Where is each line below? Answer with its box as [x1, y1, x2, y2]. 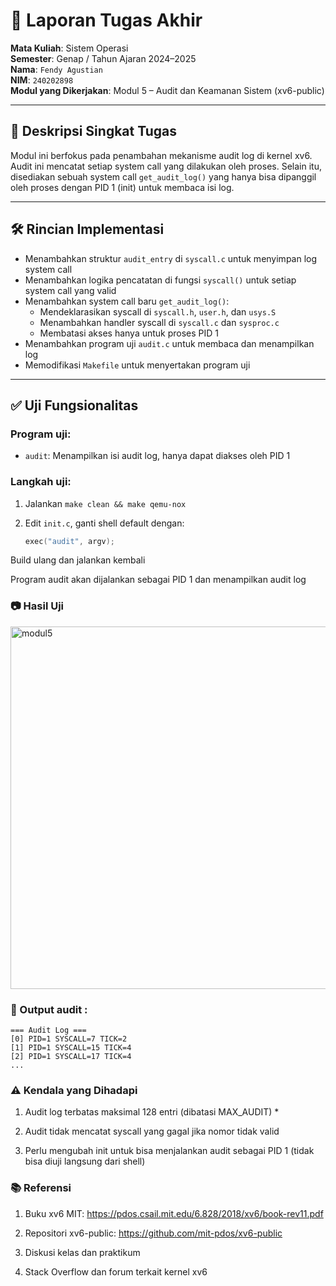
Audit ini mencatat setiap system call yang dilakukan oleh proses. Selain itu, [10, 160, 322, 172]
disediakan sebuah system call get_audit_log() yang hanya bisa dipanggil [10, 170, 317, 183]
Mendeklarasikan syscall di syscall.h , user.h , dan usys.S [39, 305, 277, 318]
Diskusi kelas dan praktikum [24, 1246, 141, 1258]
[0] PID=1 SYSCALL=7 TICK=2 [10, 1034, 128, 1044]
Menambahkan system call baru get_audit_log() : [24, 295, 230, 307]
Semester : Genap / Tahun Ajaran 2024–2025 [10, 52, 197, 64]
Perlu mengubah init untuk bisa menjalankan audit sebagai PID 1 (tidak [24, 1145, 315, 1157]
